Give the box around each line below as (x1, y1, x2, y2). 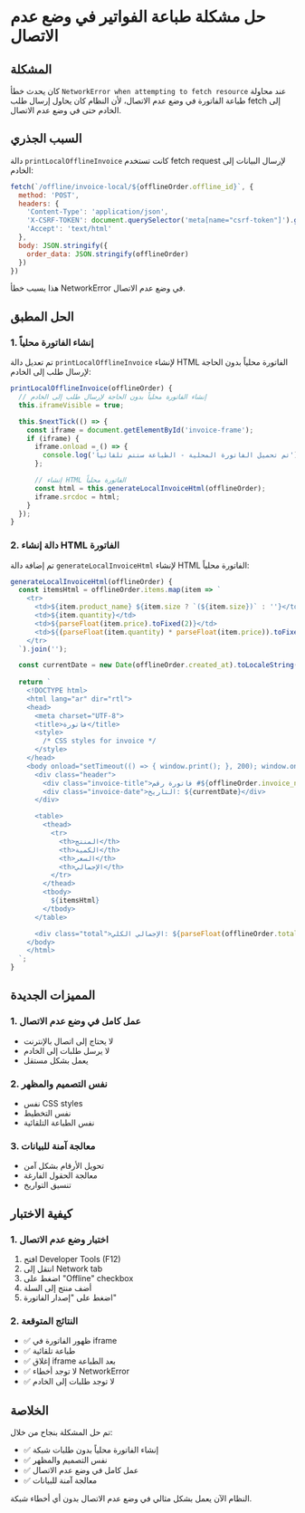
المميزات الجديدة (10, 988, 96, 1003)
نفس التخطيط (23, 1107, 71, 1119)
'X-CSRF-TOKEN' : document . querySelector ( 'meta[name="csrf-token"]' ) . (26, 215, 295, 225)
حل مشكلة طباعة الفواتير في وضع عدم (10, 6, 266, 27)
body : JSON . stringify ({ (18, 241, 108, 250)
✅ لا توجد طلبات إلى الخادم (23, 1376, 116, 1387)
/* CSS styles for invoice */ (43, 736, 157, 746)
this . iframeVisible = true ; (18, 400, 125, 409)
